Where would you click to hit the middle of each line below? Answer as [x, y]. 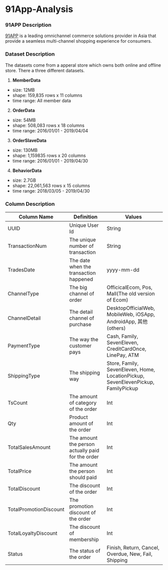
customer [80, 346]
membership [84, 539]
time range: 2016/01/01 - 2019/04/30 [50, 161]
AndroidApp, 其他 [127, 322]
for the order [84, 457]
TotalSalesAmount [29, 448]
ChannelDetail [24, 318]
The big [78, 288]
